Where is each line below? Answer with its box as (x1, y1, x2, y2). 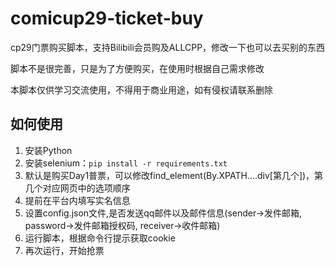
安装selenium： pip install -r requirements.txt (24, 157, 228, 169)
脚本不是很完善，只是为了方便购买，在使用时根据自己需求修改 (10, 62, 265, 74)
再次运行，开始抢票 (24, 244, 105, 256)
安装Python (24, 144, 73, 156)
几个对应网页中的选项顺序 (24, 182, 131, 194)
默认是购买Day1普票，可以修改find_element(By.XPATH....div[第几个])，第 (24, 169, 324, 181)
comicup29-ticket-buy (10, 7, 204, 30)
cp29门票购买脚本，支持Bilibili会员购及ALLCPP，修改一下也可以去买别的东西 (10, 41, 326, 53)
